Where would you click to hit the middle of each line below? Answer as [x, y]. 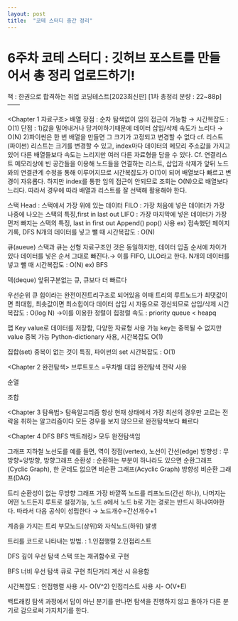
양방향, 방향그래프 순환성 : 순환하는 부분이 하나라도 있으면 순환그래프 [118, 460]
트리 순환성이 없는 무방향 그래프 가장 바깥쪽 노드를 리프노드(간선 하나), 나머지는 [117, 493]
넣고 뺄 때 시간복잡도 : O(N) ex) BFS [58, 265]
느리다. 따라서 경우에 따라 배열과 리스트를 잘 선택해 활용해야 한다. [97, 190]
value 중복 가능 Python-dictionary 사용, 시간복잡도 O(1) [85, 337]
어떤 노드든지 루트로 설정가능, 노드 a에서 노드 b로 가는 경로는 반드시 [101, 502]
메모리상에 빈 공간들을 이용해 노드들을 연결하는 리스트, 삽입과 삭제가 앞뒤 [115, 163]
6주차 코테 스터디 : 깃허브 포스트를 [101, 58]
